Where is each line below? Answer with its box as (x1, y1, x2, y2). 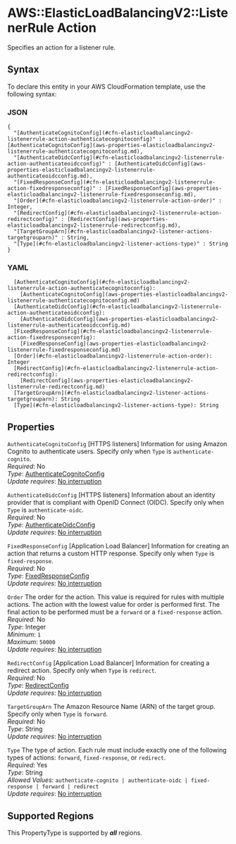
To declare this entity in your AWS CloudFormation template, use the (7, 82, 206, 91)
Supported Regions (7, 810, 94, 821)
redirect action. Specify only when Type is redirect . (7, 667, 157, 675)
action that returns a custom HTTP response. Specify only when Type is (7, 549, 215, 558)
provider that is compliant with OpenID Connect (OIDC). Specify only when (7, 498, 224, 507)
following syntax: (7, 89, 57, 98)
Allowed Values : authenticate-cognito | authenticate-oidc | (7, 776, 188, 784)
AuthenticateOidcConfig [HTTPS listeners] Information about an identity (7, 491, 216, 499)
